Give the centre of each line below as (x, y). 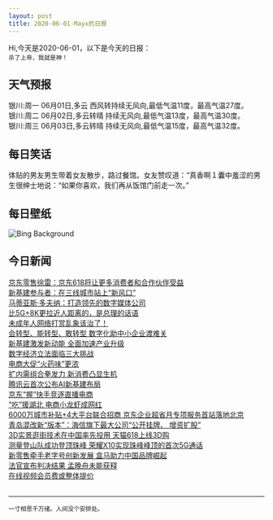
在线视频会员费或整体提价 (51, 475)
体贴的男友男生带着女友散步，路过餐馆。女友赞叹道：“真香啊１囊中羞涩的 (131, 175)
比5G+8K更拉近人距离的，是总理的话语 (74, 312)
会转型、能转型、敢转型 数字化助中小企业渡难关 (88, 333)
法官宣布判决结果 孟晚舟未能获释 (63, 465)
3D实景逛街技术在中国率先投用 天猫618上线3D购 (89, 435)
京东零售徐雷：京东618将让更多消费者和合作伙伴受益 (96, 282)
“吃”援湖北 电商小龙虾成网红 (56, 404)
